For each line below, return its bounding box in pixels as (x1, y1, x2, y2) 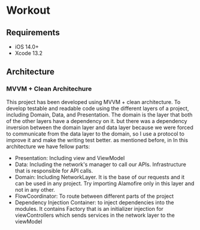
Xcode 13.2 (14, 50, 43, 57)
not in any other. (14, 186, 56, 193)
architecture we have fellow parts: (6, 143, 90, 150)
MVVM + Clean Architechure (6, 85, 92, 93)
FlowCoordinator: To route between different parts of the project (14, 192, 174, 200)
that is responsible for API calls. (14, 167, 93, 174)
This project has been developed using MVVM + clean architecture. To (6, 98, 181, 105)
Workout (6, 4, 51, 17)
